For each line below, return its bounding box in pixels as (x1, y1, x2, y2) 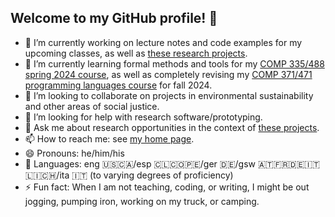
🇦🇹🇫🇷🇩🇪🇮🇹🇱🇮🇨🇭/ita (257, 157, 321, 170)
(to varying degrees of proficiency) (89, 169, 234, 181)
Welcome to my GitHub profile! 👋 (10, 10, 218, 27)
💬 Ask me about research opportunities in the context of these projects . (24, 121, 320, 133)
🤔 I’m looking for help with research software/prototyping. (24, 111, 263, 123)
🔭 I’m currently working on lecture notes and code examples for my (24, 36, 303, 48)
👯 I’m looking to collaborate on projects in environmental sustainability (24, 89, 314, 101)
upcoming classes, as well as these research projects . (24, 47, 248, 59)
